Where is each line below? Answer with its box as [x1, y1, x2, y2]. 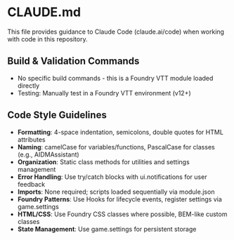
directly [17, 81, 40, 90]
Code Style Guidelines [7, 109, 107, 121]
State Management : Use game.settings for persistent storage [17, 225, 197, 233]
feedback [17, 180, 46, 188]
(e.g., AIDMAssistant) [17, 150, 79, 159]
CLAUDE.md [7, 4, 82, 20]
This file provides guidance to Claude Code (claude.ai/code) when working [7, 27, 225, 36]
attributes [17, 135, 46, 144]
